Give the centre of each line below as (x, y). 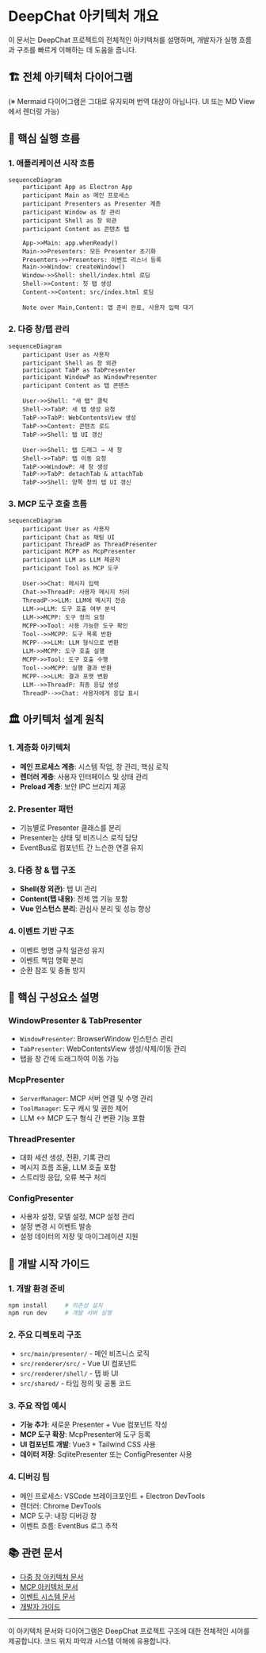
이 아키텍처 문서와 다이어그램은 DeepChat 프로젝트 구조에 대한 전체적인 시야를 (129, 1631)
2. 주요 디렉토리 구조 (45, 1334)
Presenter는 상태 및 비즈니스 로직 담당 (79, 838)
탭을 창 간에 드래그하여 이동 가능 (69, 1059)
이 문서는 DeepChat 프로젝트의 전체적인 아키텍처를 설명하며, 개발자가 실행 (123, 40)
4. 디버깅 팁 (29, 1477)
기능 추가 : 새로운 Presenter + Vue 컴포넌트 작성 (93, 1425)
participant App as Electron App (78, 187)
